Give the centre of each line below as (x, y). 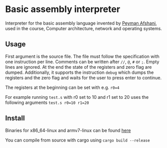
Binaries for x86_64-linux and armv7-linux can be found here (68, 130)
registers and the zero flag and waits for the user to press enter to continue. (83, 78)
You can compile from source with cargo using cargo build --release (78, 140)
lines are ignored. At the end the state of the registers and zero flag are (78, 67)
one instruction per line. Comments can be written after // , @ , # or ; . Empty (82, 62)
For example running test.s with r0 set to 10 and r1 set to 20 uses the (77, 97)
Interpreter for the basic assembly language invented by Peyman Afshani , (81, 23)
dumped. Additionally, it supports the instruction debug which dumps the (79, 72)
